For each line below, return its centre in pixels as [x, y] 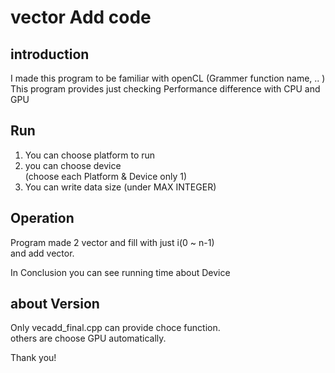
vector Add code [81, 17]
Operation [42, 218]
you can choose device [73, 165]
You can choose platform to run [90, 155]
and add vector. [42, 253]
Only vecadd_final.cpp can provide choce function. [115, 328]
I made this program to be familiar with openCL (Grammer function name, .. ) [168, 78]
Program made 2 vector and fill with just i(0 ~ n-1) [112, 242]
